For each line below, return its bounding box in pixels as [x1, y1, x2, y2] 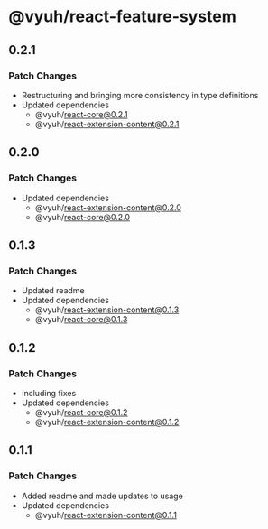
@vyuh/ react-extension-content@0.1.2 [34, 416, 180, 427]
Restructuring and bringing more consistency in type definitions [21, 89, 259, 100]
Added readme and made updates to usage [21, 490, 184, 501]
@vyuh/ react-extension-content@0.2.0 [34, 201, 182, 213]
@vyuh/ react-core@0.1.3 [34, 314, 128, 325]
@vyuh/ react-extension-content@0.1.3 [34, 304, 180, 315]
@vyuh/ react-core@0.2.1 [34, 108, 128, 119]
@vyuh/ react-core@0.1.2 [34, 406, 128, 417]
